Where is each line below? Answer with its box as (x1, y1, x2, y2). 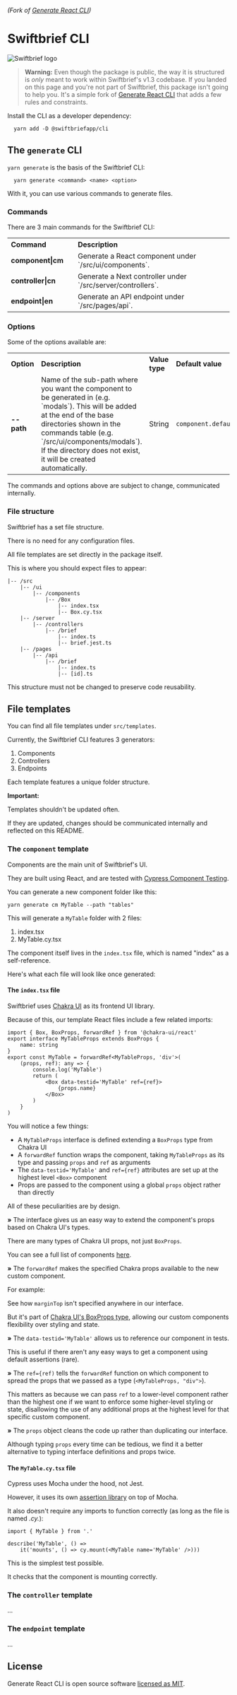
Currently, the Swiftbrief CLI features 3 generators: (7, 735, 155, 744)
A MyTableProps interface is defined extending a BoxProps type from (17, 1135, 213, 1144)
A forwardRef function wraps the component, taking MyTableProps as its (17, 1150, 225, 1159)
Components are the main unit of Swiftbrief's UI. (7, 860, 148, 869)
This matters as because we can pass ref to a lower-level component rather (7, 1390, 229, 1398)
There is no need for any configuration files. (7, 536, 135, 545)
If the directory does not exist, (41, 445, 140, 455)
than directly (17, 1187, 54, 1197)
